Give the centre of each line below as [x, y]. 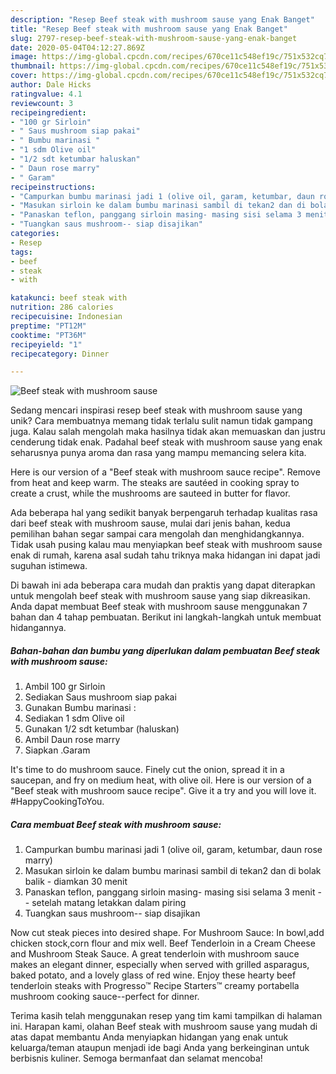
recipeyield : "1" [46, 344]
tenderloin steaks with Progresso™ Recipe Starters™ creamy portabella [155, 986]
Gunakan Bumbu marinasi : [80, 708]
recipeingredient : [48, 112]
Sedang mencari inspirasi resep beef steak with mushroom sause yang [156, 410]
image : [24, 57]
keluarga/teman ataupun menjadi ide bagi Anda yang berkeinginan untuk [160, 1048]
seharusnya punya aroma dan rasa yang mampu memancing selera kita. [158, 453]
